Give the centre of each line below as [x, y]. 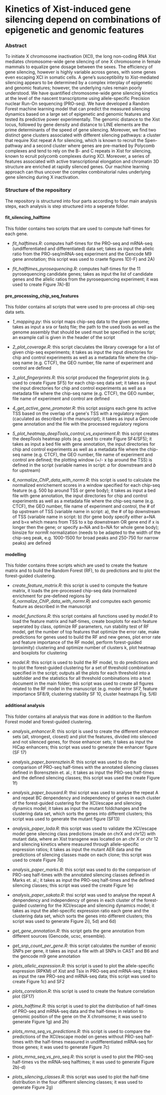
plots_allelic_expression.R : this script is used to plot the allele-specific [83, 965]
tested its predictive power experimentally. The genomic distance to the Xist [83, 119]
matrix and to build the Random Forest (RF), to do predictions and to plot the [83, 571]
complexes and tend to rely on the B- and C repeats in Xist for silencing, [78, 151]
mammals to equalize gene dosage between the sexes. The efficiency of [79, 67]
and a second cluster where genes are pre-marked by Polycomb [89, 146]
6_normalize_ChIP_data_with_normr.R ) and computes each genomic [82, 601]
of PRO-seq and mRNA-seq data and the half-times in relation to [78, 1011]
